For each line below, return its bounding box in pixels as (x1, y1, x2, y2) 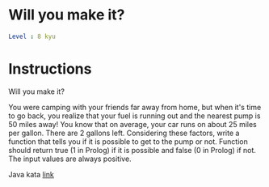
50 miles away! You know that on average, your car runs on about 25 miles (8, 119, 257, 129)
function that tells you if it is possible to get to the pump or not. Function (8, 136, 248, 147)
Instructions (8, 60, 92, 78)
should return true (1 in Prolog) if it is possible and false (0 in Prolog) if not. (8, 145, 257, 155)
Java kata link (8, 169, 54, 179)
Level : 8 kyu (8, 32, 57, 40)
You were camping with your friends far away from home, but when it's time (8, 102, 262, 112)
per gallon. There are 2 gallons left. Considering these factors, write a (8, 128, 240, 138)
